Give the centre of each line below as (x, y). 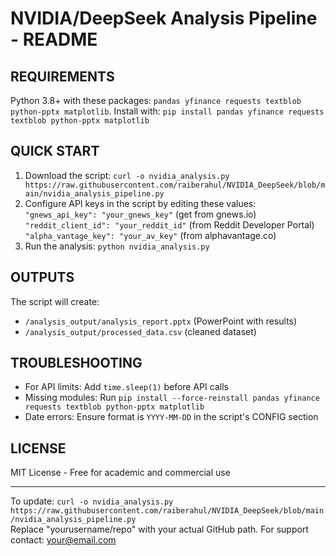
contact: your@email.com (63, 540)
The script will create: (55, 301)
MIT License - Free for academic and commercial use (120, 473)
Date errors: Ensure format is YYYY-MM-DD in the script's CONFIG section (171, 417)
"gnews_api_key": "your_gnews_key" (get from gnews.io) (140, 214)
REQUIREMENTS (62, 76)
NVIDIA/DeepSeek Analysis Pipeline (164, 18)
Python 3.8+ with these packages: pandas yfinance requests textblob (156, 100)
